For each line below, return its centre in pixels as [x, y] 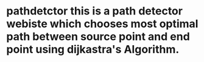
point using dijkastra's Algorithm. [93, 50]
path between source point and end [98, 37]
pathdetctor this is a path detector [94, 11]
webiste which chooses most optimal [102, 24]
